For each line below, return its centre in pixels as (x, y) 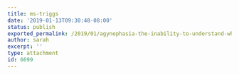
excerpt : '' (25, 47)
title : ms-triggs (33, 14)
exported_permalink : (38, 33)
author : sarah (28, 40)
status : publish (31, 27)
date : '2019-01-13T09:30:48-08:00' (60, 20)
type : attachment (33, 54)
